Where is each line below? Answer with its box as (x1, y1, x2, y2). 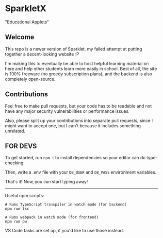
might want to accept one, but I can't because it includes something (5, 122, 141, 129)
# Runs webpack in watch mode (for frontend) (5, 215, 98, 220)
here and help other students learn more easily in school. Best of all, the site (5, 66, 157, 71)
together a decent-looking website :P (5, 51, 79, 57)
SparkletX (5, 3, 47, 14)
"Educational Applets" (5, 19, 49, 25)
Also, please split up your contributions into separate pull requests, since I (5, 118, 153, 123)
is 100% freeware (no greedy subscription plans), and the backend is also (5, 71, 152, 77)
